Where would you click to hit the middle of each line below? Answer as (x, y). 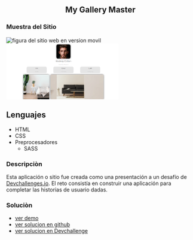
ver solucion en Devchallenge (51, 231)
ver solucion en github (42, 224)
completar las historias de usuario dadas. (57, 190)
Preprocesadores (36, 142)
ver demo (27, 218)
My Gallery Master (100, 10)
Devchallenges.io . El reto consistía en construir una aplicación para (89, 183)
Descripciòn (24, 164)
